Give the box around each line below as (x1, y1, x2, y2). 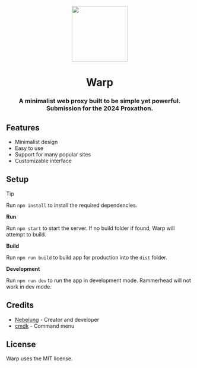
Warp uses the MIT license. (6, 355, 73, 362)
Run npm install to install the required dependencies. (6, 201, 138, 209)
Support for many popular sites (14, 151, 91, 158)
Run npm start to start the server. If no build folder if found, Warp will (6, 225, 175, 232)
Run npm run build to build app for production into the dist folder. (6, 254, 167, 261)
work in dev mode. (6, 283, 52, 290)
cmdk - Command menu (14, 322, 75, 329)
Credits (6, 300, 34, 311)
